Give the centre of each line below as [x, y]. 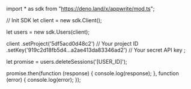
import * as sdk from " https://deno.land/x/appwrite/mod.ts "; [80, 9]
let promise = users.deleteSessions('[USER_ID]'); [67, 62]
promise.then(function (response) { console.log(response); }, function [92, 73]
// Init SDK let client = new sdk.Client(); [54, 20]
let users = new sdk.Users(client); [48, 32]
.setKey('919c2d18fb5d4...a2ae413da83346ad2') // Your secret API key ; [96, 50]
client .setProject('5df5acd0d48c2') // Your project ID [72, 44]
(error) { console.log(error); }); [44, 80]
